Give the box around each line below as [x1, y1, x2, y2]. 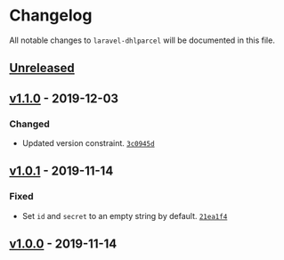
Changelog [9, 5, 93, 26]
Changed [9, 118, 51, 130]
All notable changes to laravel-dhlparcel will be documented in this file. [9, 35, 276, 45]
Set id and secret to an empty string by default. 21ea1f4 [21, 210, 228, 221]
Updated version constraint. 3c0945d [21, 138, 155, 149]
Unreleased [9, 61, 76, 76]
